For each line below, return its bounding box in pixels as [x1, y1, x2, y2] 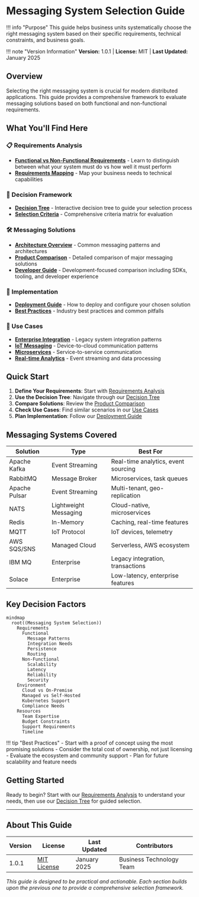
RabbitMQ [9, 474, 37, 483]
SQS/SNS [9, 545, 36, 553]
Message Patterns [27, 636, 70, 641]
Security [27, 677, 49, 683]
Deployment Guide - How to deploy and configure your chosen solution [14, 301, 191, 308]
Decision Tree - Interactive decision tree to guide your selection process [14, 204, 192, 211]
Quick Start [6, 372, 49, 382]
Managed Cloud [51, 541, 97, 550]
